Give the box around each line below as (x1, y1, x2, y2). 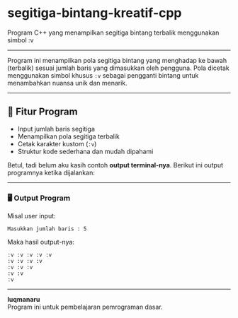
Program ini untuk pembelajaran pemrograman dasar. (7, 302, 163, 312)
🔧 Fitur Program (7, 106, 78, 118)
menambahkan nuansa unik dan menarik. (7, 78, 127, 87)
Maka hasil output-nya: (7, 238, 74, 247)
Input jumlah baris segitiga (17, 124, 96, 133)
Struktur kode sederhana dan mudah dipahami (17, 147, 154, 155)
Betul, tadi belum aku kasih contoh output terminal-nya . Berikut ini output (7, 160, 224, 169)
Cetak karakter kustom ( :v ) (17, 139, 97, 148)
